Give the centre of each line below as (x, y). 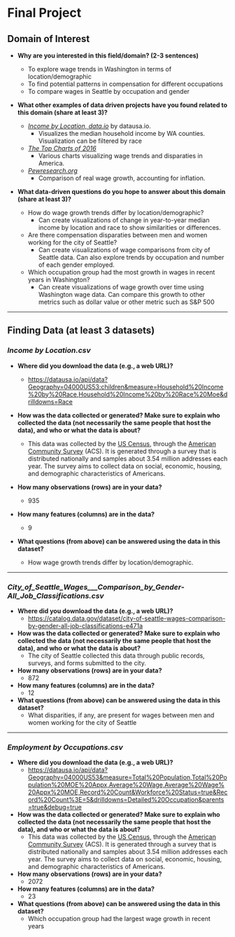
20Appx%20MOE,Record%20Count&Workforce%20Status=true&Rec (128, 792)
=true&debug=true (55, 807)
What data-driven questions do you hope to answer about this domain (121, 192)
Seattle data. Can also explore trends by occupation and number (131, 257)
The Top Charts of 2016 (62, 148)
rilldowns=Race (50, 401)
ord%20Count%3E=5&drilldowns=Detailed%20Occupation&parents (126, 800)
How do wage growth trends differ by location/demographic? (116, 213)
